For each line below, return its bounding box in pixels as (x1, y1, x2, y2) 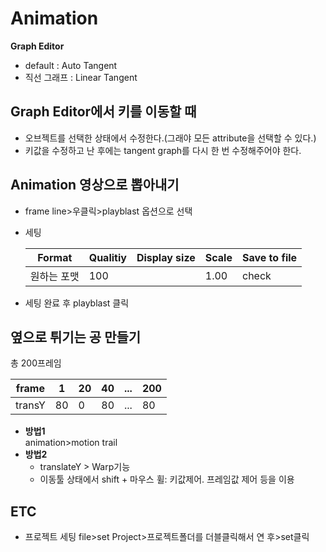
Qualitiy (88, 250, 127, 264)
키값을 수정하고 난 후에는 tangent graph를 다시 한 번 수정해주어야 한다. (24, 144, 302, 156)
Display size (136, 250, 196, 264)
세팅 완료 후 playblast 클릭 (24, 297, 130, 309)
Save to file (241, 250, 298, 264)
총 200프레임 (10, 357, 62, 369)
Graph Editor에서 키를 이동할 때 (10, 103, 197, 121)
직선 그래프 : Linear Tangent (24, 71, 138, 83)
